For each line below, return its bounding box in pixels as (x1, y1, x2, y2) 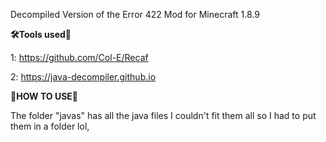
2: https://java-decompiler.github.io (10, 71, 157, 83)
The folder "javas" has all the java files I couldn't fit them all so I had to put (10, 110, 317, 121)
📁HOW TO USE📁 (10, 90, 79, 102)
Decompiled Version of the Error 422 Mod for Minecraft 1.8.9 (10, 9, 260, 20)
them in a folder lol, (10, 120, 90, 132)
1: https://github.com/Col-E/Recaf (10, 52, 149, 63)
